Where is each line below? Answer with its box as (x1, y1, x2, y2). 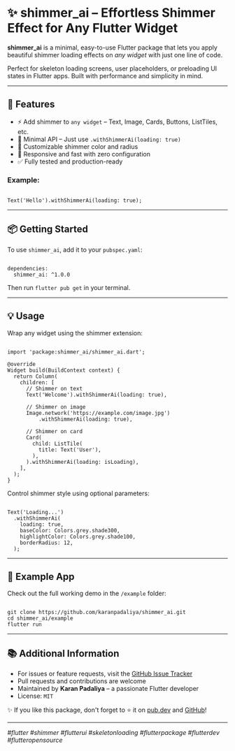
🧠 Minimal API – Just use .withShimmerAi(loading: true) (17, 135, 181, 143)
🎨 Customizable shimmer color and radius (17, 142, 138, 151)
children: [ (20, 379, 55, 386)
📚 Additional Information (7, 648, 120, 659)
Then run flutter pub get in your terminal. (7, 283, 131, 291)
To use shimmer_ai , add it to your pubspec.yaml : (7, 245, 143, 254)
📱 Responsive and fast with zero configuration (17, 150, 150, 158)
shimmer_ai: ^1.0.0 (13, 271, 71, 278)
